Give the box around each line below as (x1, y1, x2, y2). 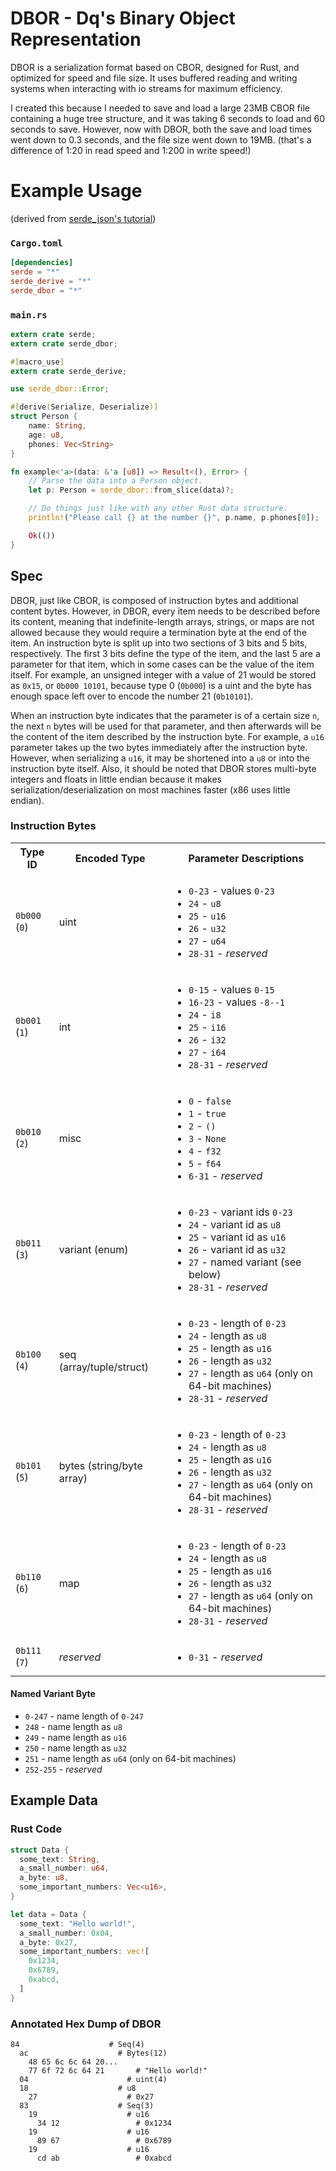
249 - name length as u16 (24, 1732, 127, 1744)
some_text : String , (19, 1854, 101, 1864)
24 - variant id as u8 (188, 1217, 282, 1231)
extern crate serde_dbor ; (10, 338, 118, 349)
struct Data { (10, 1845, 70, 1855)
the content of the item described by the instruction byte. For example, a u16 (10, 730, 325, 742)
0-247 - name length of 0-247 (24, 1710, 144, 1722)
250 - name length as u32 (24, 1742, 127, 1754)
